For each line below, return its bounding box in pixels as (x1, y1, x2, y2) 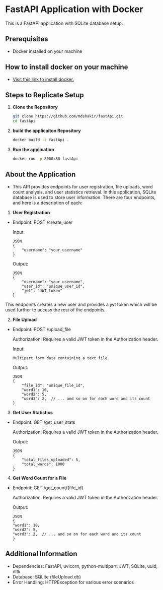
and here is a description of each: (12, 200, 83, 206)
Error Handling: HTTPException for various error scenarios (12, 579, 134, 585)
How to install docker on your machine (5, 63, 128, 72)
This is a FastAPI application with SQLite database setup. (5, 20, 123, 26)
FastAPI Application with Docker (5, 4, 143, 15)
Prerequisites (5, 35, 48, 43)
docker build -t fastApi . (12, 138, 69, 143)
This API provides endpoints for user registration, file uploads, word (12, 183, 153, 189)
